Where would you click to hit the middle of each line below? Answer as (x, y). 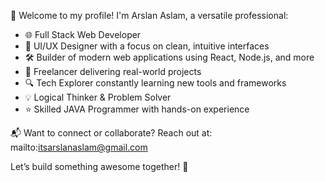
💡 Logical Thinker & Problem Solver (98, 97)
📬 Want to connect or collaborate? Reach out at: (111, 133)
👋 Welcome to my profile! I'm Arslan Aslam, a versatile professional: (149, 15)
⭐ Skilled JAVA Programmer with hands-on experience (137, 109)
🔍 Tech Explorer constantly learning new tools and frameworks (155, 83)
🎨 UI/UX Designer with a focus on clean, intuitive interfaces (147, 46)
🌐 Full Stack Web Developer (83, 34)
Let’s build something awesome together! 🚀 (99, 166)
